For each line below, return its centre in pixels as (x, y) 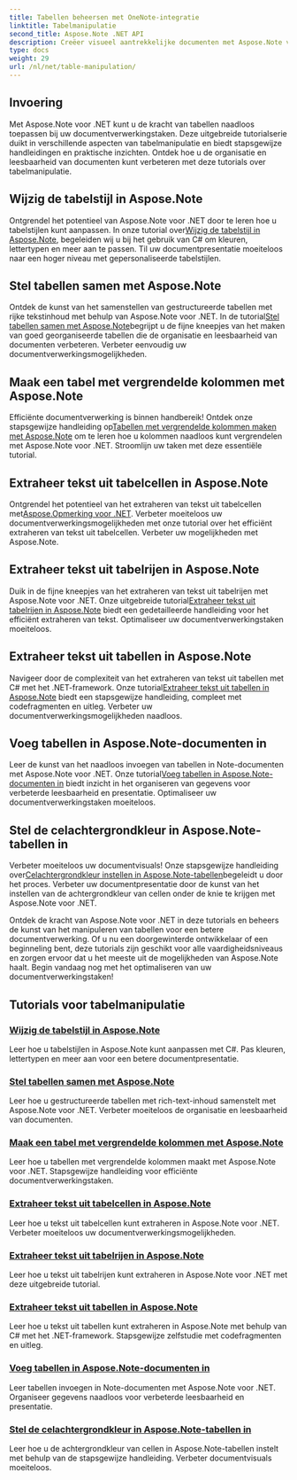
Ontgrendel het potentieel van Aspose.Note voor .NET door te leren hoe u (143, 220)
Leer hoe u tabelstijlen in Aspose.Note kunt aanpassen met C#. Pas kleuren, (147, 1049)
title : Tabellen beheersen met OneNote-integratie (104, 17)
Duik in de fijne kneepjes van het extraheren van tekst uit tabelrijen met (139, 591)
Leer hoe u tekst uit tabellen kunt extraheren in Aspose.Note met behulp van (148, 1327)
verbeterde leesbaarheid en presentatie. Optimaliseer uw (113, 793)
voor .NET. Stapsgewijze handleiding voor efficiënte (104, 1172)
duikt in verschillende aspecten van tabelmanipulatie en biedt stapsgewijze (146, 143)
